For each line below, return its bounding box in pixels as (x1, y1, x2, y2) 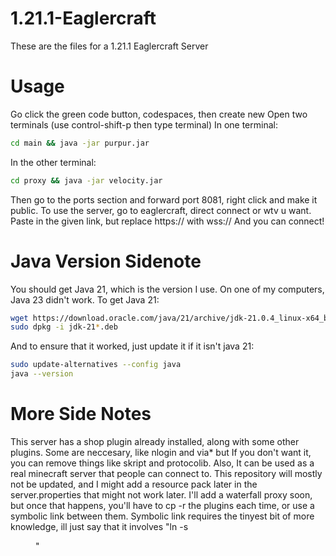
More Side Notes (10, 403, 152, 426)
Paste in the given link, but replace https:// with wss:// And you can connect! (10, 215, 325, 227)
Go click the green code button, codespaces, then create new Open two (10, 108, 308, 120)
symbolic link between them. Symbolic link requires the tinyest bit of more (10, 510, 315, 522)
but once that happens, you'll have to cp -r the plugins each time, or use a (10, 500, 315, 511)
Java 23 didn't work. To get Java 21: (10, 293, 160, 306)
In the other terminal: (10, 156, 97, 168)
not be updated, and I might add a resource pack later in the (10, 478, 258, 490)
